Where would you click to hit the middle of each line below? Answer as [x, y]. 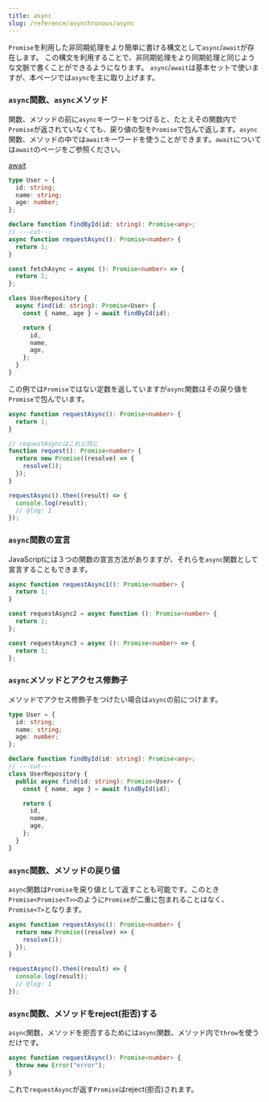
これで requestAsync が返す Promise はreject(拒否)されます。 [103, 1089]
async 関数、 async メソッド [58, 100]
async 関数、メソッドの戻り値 [64, 871]
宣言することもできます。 [50, 569]
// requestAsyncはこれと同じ [53, 444]
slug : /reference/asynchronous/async [71, 23]
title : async [30, 16]
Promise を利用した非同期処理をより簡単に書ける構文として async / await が [128, 47]
